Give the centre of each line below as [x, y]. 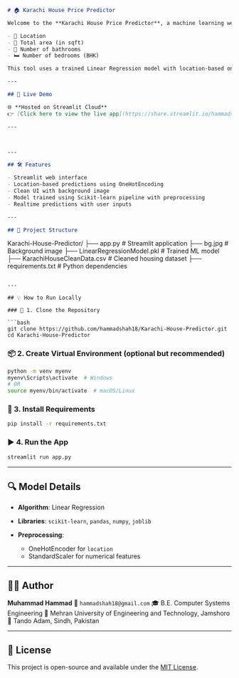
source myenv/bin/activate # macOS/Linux [71, 391]
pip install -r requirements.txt [57, 424]
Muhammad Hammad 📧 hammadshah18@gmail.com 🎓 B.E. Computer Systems [119, 603]
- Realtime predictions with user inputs [70, 204]
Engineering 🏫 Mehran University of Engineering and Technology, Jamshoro [119, 613]
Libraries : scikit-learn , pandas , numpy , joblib [84, 521]
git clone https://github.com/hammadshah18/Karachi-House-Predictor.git [117, 329]
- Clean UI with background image [59, 191]
